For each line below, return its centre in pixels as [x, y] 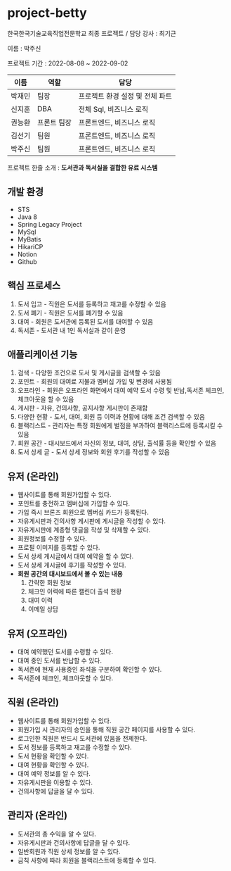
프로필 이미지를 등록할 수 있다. [59, 548]
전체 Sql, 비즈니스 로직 [113, 109]
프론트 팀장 [55, 123]
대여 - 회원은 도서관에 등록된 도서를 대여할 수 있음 [85, 321]
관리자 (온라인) [38, 816]
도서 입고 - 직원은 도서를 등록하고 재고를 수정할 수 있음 [92, 303]
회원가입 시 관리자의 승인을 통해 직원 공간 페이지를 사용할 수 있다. [106, 729]
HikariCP [30, 246]
